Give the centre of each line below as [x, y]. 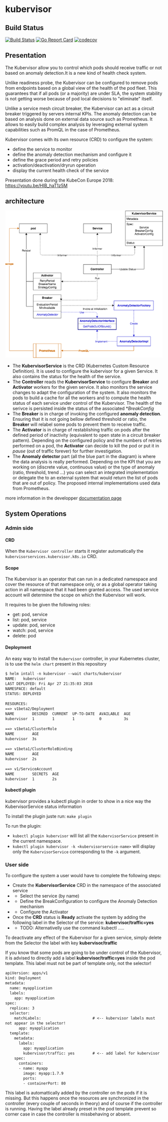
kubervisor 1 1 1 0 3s [67, 719]
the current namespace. [37, 841]
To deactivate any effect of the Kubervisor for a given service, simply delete [83, 938]
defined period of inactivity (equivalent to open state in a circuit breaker [86, 435]
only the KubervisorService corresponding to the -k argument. [76, 852]
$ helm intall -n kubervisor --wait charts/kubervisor [63, 674]
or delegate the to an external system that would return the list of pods [85, 477]
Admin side [19, 528]
